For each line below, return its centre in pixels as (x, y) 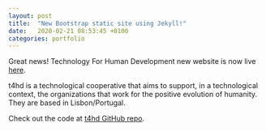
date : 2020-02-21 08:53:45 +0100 (69, 31)
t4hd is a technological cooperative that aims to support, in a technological (133, 86)
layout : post (30, 16)
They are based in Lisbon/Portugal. (67, 103)
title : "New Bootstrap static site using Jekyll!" (97, 23)
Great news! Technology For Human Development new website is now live (132, 61)
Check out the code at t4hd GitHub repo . (76, 119)
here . (17, 70)
